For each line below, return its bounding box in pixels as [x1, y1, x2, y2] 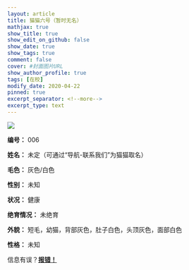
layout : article [7, 10, 55, 18]
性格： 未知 [7, 240, 40, 249]
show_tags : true [7, 50, 55, 57]
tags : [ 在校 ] [7, 75, 44, 83]
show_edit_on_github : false [7, 37, 90, 44]
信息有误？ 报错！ [7, 255, 57, 264]
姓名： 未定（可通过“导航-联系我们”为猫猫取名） [7, 150, 147, 159]
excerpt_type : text [7, 102, 65, 109]
